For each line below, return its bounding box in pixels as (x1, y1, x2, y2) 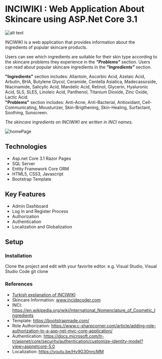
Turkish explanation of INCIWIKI (12, 291, 76, 297)
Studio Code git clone (5, 269, 48, 274)
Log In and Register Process (12, 208, 69, 214)
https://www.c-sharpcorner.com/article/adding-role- (51, 323, 156, 328)
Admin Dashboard (12, 203, 48, 209)
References (5, 281, 33, 288)
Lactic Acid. (5, 94, 29, 100)
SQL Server (12, 160, 35, 166)
